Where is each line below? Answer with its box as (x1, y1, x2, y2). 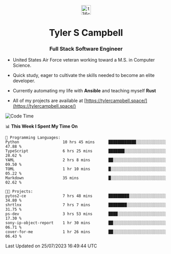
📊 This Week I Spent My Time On (5, 123, 78, 129)
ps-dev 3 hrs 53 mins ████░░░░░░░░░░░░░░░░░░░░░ (5, 211, 166, 217)
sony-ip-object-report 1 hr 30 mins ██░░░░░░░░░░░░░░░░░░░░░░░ (5, 221, 166, 226)
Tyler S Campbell (49, 27, 123, 38)
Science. (12, 62, 32, 69)
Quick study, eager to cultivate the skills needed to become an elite (12, 72, 155, 79)
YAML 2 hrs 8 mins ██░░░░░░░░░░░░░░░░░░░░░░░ (5, 158, 166, 163)
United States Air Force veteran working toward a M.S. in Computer (12, 57, 155, 63)
